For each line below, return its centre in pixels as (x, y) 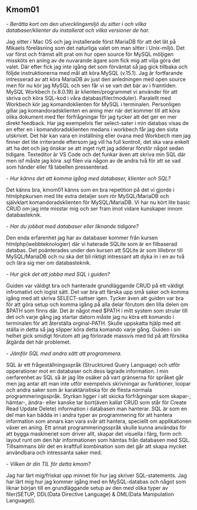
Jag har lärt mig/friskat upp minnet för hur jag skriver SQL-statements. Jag (96, 475)
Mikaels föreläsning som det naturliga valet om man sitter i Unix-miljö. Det (96, 48)
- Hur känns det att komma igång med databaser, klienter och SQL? (89, 178)
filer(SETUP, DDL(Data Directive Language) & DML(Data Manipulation (90, 494)
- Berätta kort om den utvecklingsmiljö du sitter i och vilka (76, 24)
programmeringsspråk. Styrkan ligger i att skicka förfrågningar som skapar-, (98, 396)
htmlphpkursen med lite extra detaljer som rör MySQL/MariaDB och (88, 196)
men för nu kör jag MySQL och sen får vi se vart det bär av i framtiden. (92, 85)
